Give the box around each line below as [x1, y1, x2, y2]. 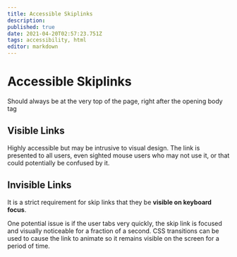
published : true [7, 23, 55, 30]
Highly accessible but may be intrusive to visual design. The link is [7, 143, 200, 152]
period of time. [7, 241, 51, 250]
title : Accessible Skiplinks [7, 10, 93, 18]
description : [7, 17, 46, 24]
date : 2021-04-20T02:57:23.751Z [7, 30, 102, 37]
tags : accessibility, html [7, 37, 87, 44]
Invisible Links [7, 179, 72, 191]
